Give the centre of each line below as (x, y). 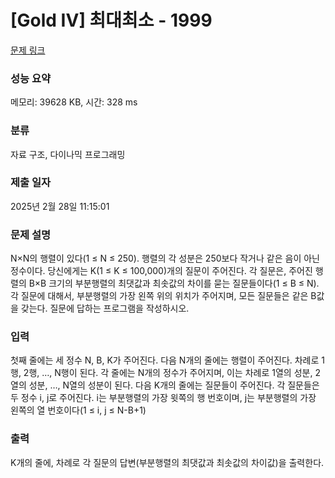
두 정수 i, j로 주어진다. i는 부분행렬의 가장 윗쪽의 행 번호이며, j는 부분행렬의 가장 (163, 398)
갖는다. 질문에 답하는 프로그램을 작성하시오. (105, 308)
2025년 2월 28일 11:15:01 (60, 206)
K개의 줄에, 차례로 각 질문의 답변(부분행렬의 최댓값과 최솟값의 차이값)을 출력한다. (167, 462)
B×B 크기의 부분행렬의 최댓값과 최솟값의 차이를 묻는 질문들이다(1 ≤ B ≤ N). (174, 283)
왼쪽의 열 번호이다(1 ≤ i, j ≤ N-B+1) (78, 410)
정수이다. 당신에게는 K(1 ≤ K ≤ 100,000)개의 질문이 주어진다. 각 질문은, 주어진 (161, 271)
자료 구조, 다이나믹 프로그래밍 (68, 154)
